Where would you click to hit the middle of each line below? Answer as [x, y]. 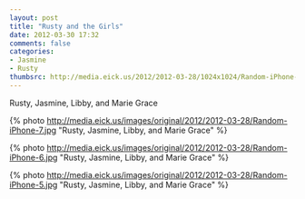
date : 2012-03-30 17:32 [54, 35]
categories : [32, 52]
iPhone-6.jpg [34, 157]
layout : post [34, 18]
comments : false [40, 43]
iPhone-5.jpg [34, 184]
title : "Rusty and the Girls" [67, 26]
